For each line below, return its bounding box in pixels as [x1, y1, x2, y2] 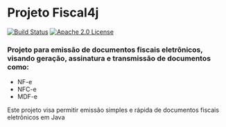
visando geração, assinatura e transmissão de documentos [7, 53, 211, 63]
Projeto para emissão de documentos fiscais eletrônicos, [7, 45, 203, 55]
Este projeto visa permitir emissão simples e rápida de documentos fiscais [7, 106, 220, 115]
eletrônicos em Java [7, 113, 65, 121]
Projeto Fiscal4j [7, 5, 99, 21]
